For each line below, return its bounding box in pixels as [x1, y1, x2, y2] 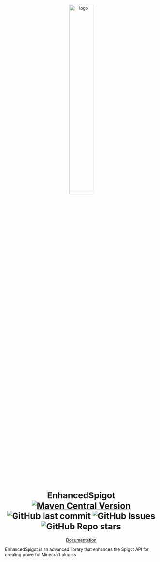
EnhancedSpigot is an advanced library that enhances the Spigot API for [5, 546, 149, 552]
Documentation [66, 537, 97, 543]
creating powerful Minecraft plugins [5, 551, 76, 557]
